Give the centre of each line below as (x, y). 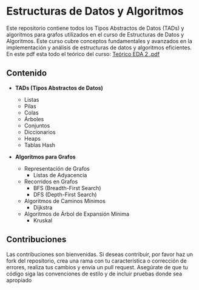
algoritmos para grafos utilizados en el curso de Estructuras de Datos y (95, 34)
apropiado (19, 280)
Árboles (34, 119)
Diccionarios (40, 132)
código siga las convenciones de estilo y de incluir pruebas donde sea (94, 274)
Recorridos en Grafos (51, 182)
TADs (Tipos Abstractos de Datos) (59, 88)
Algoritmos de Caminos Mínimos (65, 201)
